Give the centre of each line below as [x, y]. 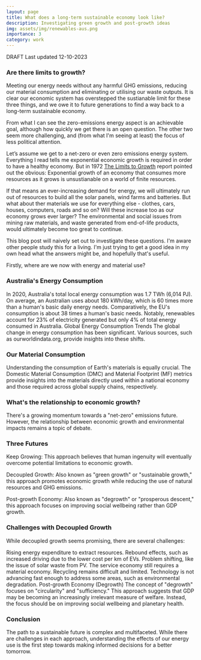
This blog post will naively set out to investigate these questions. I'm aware [99, 241]
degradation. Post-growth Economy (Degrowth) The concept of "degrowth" [100, 584]
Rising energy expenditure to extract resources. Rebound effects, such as [97, 552]
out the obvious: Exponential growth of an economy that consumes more [96, 173]
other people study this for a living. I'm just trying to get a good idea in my [97, 247]
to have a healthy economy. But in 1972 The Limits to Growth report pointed [100, 167]
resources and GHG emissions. [44, 487]
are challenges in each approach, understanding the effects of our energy [97, 639]
